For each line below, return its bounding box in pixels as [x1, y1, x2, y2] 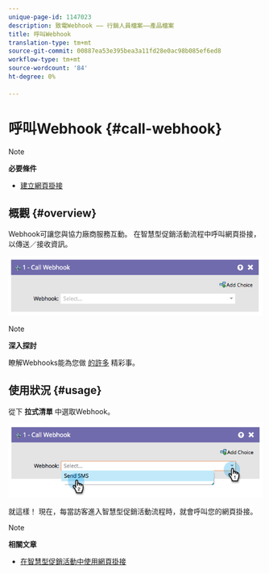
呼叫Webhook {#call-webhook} [8, 119, 223, 137]
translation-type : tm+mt [8, 39, 92, 47]
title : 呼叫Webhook [8, 30, 72, 38]
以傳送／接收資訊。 [8, 239, 72, 249]
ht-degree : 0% [8, 73, 56, 81]
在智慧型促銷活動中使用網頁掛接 [19, 557, 126, 567]
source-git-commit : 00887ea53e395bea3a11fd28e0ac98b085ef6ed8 [8, 47, 221, 56]
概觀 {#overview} [8, 206, 97, 220]
